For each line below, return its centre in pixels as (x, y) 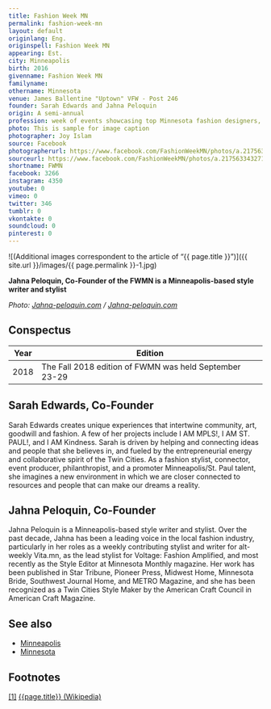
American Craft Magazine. (52, 598)
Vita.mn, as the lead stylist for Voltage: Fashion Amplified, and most (146, 556)
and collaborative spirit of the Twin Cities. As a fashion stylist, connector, (129, 459)
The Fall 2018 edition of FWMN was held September (141, 367)
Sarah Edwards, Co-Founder (81, 406)
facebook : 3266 (34, 174)
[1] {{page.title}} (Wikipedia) (55, 697)
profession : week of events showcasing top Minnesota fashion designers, (135, 121)
